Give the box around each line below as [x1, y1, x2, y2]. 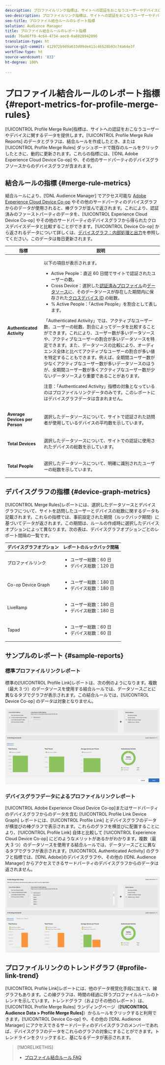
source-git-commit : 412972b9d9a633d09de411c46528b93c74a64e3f [5, 44, 135, 49]
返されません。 [5, 867, 35, 873]
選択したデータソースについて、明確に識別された [44, 460, 142, 466]
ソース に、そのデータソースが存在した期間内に [55, 289, 150, 295]
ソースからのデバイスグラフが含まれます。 [9, 163, 95, 169]
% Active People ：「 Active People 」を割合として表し [51, 301, 158, 307]
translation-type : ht [5, 39, 50, 44]
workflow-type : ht [5, 49, 43, 54]
